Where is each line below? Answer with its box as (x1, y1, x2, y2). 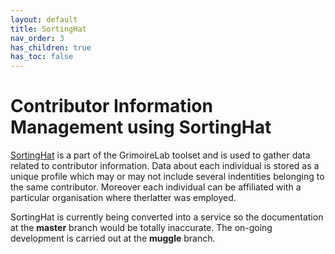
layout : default (10, 14, 78, 25)
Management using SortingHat (10, 116, 272, 139)
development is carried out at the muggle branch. (10, 232, 216, 245)
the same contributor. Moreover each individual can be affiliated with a (10, 181, 302, 193)
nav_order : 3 (10, 33, 65, 43)
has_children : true (10, 42, 92, 53)
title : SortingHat (10, 24, 87, 34)
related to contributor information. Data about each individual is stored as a (10, 160, 320, 172)
